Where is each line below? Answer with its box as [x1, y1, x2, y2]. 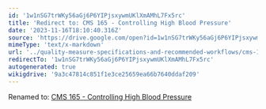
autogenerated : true [8, 63, 77, 71]
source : [8, 33, 34, 42]
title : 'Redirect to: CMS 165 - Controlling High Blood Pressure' [8, 19, 232, 27]
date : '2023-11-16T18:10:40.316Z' [8, 26, 123, 34]
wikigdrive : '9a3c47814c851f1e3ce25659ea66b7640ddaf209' [8, 70, 200, 78]
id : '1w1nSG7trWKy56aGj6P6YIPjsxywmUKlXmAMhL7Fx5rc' [8, 11, 186, 20]
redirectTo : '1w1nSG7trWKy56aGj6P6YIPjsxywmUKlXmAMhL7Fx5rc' [8, 56, 215, 64]
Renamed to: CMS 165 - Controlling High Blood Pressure [8, 92, 192, 101]
